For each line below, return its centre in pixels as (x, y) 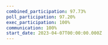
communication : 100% (32, 28)
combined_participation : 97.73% (46, 11)
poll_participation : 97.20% (41, 17)
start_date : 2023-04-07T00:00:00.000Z (54, 33)
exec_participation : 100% (38, 22)
